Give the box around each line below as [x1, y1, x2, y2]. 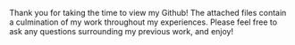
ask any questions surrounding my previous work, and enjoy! [9, 26, 234, 36]
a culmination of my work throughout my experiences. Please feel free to [9, 17, 278, 27]
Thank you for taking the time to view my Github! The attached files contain [9, 8, 287, 18]
